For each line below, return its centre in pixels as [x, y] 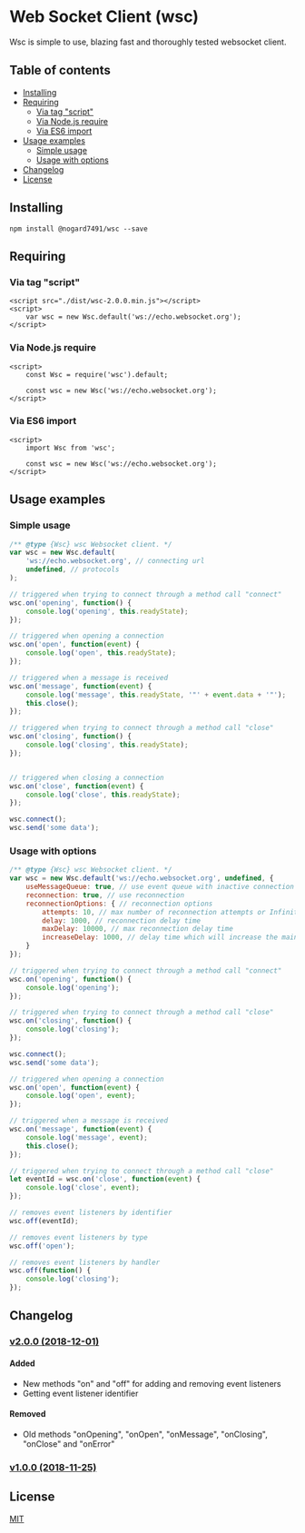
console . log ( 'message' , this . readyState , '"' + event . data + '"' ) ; [156, 695]
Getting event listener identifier [80, 1393]
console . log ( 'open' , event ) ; [81, 1096]
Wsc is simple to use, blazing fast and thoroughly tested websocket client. [148, 42]
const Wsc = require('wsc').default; [97, 374]
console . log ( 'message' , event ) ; [87, 1137]
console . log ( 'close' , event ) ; [83, 1188]
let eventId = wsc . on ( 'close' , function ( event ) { [105, 1179]
